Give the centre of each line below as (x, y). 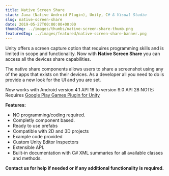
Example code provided (37, 136)
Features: (16, 105)
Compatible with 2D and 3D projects (51, 131)
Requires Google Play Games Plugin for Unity (53, 95)
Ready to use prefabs (35, 126)
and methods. (27, 158)
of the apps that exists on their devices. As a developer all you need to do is (85, 74)
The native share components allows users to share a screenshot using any (84, 69)
